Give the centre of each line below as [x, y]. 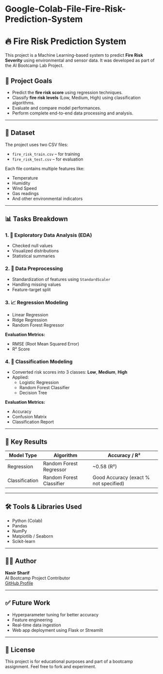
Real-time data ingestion [37, 625]
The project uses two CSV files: [37, 145]
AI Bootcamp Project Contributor [38, 578]
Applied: [20, 378]
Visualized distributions [35, 251]
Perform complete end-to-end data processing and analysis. [73, 113]
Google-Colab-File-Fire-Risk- [65, 9]
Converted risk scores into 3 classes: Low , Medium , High [70, 372]
